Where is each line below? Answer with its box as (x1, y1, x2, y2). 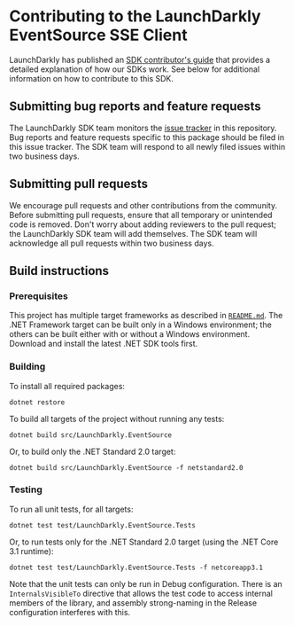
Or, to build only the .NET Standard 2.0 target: (9, 446, 176, 457)
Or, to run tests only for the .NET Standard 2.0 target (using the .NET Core (9, 536, 279, 547)
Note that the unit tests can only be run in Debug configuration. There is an (9, 578, 283, 589)
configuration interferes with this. (9, 606, 131, 617)
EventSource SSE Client (9, 25, 188, 45)
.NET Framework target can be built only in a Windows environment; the (9, 319, 272, 330)
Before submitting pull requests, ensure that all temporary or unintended (9, 209, 273, 220)
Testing (9, 483, 43, 496)
